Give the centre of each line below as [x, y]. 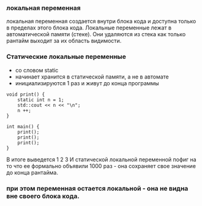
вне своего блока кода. [43, 196]
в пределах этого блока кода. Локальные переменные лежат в [89, 28]
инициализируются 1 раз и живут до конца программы [87, 83]
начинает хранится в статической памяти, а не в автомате [92, 77]
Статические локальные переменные [66, 57]
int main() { [23, 126]
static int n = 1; [41, 100]
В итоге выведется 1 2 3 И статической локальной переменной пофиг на [101, 159]
